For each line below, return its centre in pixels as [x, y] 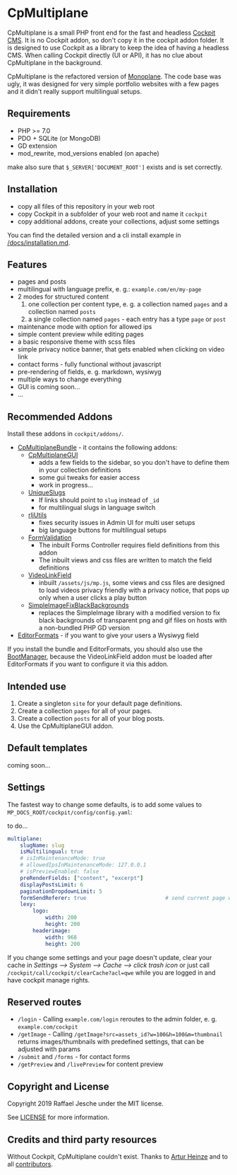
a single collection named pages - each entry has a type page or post [127, 319]
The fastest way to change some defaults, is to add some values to [105, 804]
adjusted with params [49, 1049]
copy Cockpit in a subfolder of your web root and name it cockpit [113, 214]
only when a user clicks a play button [92, 598]
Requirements [39, 114]
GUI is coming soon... [49, 387]
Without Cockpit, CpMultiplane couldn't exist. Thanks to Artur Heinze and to [117, 1156]
